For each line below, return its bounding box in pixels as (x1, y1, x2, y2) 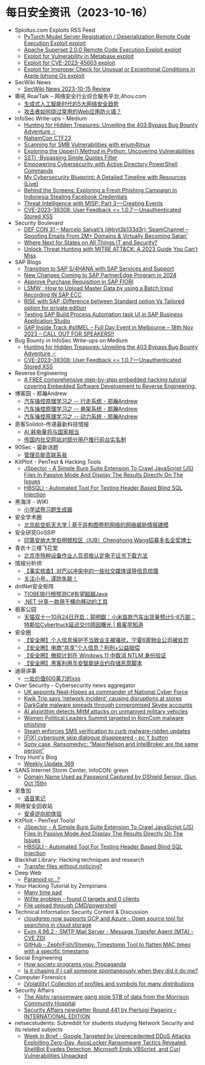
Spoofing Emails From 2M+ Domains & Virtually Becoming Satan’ (23, 232, 188, 240)
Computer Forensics (14, 973, 67, 981)
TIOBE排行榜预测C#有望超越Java (23, 590, 108, 597)
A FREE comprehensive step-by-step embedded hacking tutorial (23, 375, 187, 383)
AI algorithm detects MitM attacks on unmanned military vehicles (23, 707, 188, 715)
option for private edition (23, 304, 87, 311)
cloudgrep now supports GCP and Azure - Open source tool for (23, 914, 185, 922)
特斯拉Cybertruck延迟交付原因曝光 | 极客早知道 (23, 621, 144, 628)
